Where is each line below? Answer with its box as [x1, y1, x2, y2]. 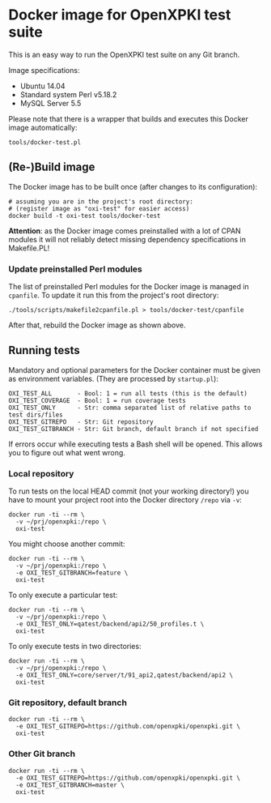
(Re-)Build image [8, 160, 95, 174]
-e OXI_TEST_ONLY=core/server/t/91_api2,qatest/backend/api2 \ [15, 671, 233, 680]
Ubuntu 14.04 [19, 81, 66, 91]
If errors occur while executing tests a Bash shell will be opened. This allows [8, 439, 263, 449]
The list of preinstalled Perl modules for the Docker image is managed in [8, 282, 249, 292]
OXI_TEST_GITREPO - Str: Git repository [8, 417, 154, 426]
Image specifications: [8, 65, 80, 75]
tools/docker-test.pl [8, 138, 82, 147]
